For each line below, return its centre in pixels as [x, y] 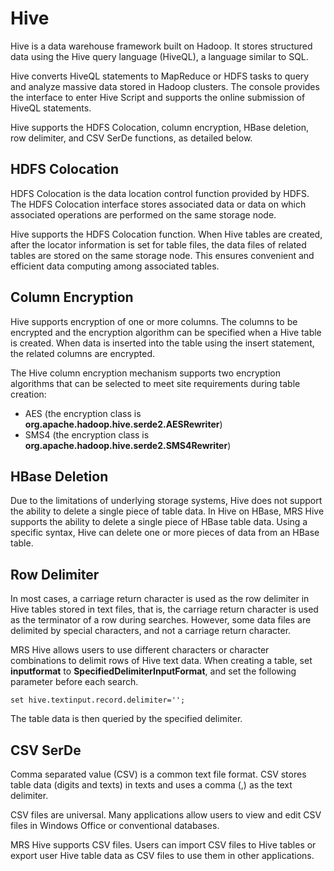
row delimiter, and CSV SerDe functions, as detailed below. [131, 138]
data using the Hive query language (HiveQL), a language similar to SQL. [159, 56]
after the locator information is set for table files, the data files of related [158, 244]
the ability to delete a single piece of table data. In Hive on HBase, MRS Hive [167, 511]
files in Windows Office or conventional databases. [115, 825]
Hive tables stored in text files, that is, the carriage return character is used [164, 609]
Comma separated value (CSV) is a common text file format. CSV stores [158, 774]
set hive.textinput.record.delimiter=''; [98, 700]
